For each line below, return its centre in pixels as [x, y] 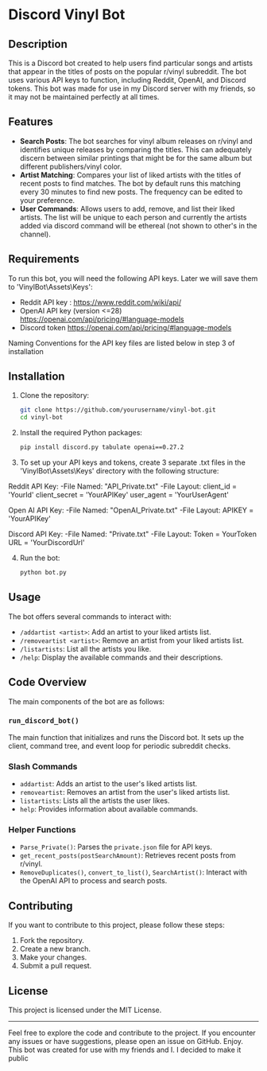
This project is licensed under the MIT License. [85, 1010]
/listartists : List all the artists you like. [85, 648]
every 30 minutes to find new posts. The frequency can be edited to [131, 192]
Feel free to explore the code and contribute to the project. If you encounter [132, 1033]
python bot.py [43, 573]
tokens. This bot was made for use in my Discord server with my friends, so [132, 88]
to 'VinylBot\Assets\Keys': [50, 286]
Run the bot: [40, 558]
